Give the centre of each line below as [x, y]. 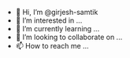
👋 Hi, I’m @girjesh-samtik [57, 12]
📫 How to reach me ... [52, 46]
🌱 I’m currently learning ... [58, 29]
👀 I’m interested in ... [49, 20]
